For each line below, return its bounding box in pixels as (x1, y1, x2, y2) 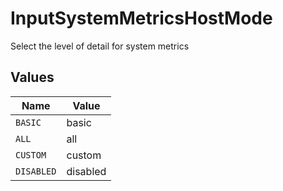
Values (10, 69, 55, 86)
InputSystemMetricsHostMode (10, 7, 273, 30)
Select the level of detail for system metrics (10, 40, 190, 52)
